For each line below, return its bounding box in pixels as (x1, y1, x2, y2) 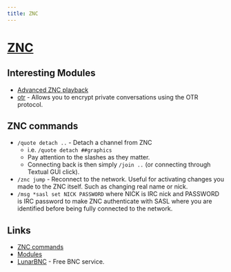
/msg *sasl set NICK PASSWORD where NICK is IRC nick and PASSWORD (17, 190, 219, 198)
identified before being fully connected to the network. (17, 204, 173, 213)
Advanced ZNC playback (17, 86, 89, 94)
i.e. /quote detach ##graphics (27, 146, 112, 154)
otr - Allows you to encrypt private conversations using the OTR (17, 93, 199, 101)
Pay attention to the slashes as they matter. (27, 153, 150, 162)
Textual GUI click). (27, 168, 80, 176)
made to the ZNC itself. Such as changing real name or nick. (17, 182, 188, 191)
